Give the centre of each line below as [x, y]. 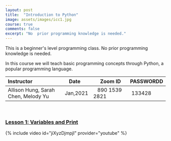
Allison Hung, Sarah [31, 90]
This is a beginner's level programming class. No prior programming [77, 48]
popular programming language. [39, 69]
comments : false [22, 29]
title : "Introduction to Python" [42, 15]
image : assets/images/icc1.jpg [38, 19]
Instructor [20, 81]
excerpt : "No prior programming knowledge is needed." [66, 34]
